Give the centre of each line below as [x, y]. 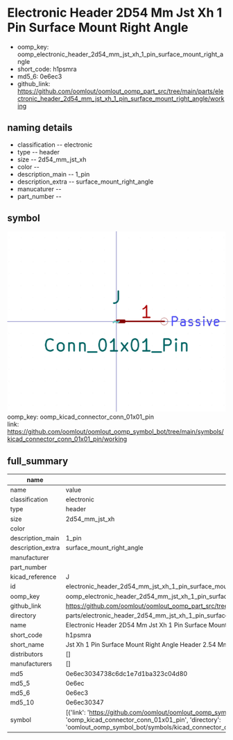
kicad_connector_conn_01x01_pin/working [67, 439]
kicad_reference [33, 577]
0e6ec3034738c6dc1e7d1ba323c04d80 [127, 673]
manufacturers [31, 664]
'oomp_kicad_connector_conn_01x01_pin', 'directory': [143, 719]
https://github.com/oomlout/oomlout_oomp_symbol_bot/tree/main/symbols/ [115, 432]
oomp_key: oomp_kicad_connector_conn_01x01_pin [81, 417]
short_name [27, 644]
